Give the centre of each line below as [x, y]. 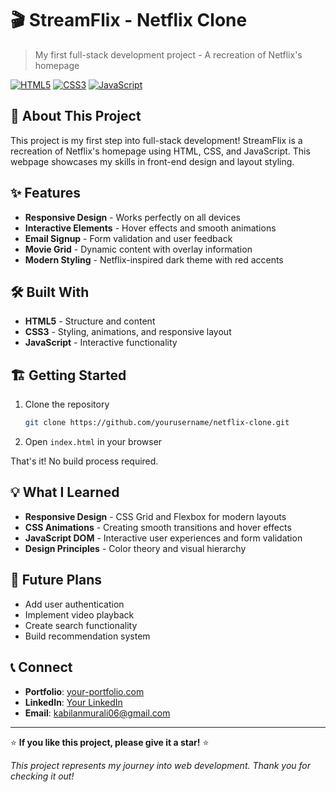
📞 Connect [41, 667]
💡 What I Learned [65, 492]
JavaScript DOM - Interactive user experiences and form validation [163, 538]
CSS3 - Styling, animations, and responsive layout [128, 332]
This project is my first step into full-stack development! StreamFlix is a [156, 140]
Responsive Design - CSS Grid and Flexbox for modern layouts [155, 516]
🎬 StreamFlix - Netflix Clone [129, 20]
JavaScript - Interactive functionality [101, 343]
